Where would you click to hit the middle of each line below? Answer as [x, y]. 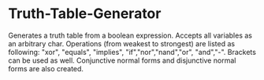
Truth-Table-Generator [85, 14]
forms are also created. [46, 68]
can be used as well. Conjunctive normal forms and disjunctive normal [122, 60]
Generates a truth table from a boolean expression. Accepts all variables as [130, 35]
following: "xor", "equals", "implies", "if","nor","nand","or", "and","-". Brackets [132, 52]
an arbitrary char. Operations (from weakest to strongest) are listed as [121, 43]
